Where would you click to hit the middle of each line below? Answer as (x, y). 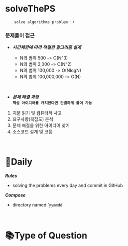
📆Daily (19, 162)
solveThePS (30, 9)
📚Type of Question (46, 236)
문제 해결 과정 (25, 97)
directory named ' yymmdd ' (38, 205)
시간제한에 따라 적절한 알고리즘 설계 (47, 47)
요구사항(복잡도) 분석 (33, 119)
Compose (15, 195)
